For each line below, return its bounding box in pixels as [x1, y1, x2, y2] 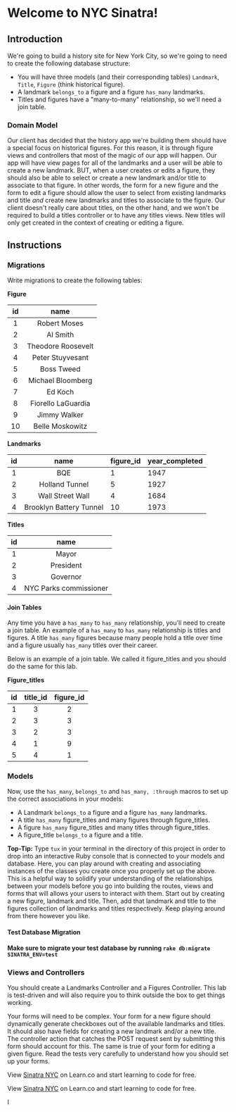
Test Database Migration [7, 928, 81, 937]
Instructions [7, 239, 62, 251]
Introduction [7, 33, 63, 45]
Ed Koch [46, 387, 74, 396]
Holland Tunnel [39, 479, 89, 489]
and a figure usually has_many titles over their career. [7, 641, 158, 649]
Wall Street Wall [37, 491, 90, 501]
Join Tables [7, 603, 42, 611]
